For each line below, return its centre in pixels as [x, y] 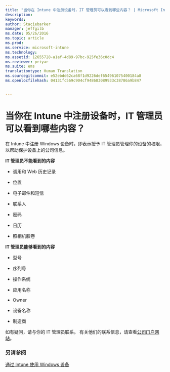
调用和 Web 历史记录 [34, 171]
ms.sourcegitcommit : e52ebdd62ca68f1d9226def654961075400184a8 [73, 76]
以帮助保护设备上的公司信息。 [36, 150]
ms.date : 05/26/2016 [27, 33]
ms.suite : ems [20, 66]
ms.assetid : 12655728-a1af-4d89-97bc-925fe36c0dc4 [60, 57]
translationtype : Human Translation [44, 71]
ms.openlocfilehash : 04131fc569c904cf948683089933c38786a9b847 [73, 80]
